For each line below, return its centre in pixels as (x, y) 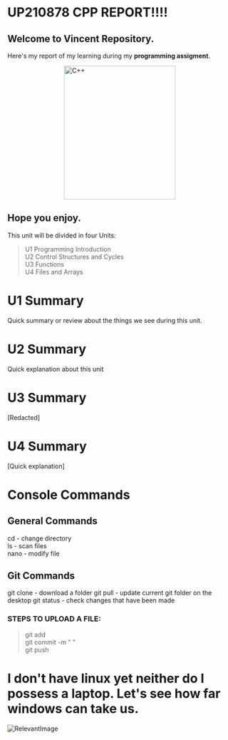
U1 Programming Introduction (68, 249)
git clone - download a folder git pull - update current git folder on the (110, 593)
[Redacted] (24, 417)
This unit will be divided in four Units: (62, 235)
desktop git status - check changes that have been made (91, 600)
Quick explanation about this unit (56, 369)
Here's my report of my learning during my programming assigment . (109, 56)
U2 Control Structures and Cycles (74, 257)
